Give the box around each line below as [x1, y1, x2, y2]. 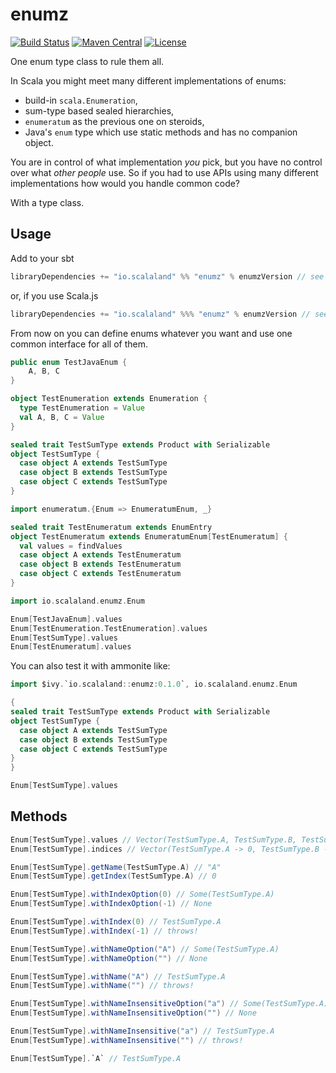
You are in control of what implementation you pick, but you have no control [10, 156, 323, 168]
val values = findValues [19, 541, 123, 551]
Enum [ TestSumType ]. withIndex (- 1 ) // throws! [10, 926, 199, 936]
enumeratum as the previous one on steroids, [24, 115, 205, 127]
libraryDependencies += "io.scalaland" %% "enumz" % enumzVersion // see [10, 271, 325, 282]
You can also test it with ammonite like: [10, 660, 171, 672]
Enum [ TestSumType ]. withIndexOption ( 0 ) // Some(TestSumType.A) [10, 889, 275, 900]
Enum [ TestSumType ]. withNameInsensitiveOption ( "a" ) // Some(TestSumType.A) [10, 999, 329, 1009]
